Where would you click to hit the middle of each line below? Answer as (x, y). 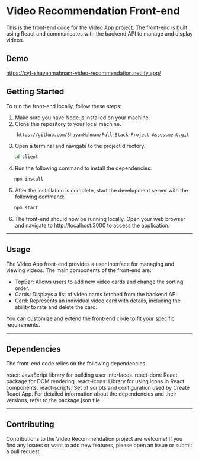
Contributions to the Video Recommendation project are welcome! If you (94, 438)
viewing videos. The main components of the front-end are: (79, 270)
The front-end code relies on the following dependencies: (76, 363)
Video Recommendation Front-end (93, 11)
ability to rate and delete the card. (56, 307)
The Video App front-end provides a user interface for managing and (90, 264)
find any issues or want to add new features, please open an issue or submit (99, 445)
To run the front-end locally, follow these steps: (64, 106)
